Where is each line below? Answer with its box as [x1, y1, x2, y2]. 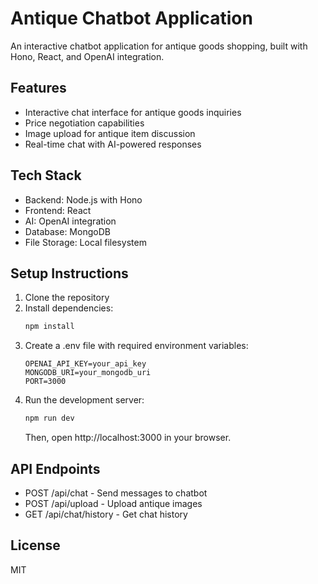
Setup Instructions [10, 265, 129, 282]
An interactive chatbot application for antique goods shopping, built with [10, 40, 308, 52]
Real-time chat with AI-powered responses [24, 138, 202, 150]
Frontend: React [24, 204, 92, 216]
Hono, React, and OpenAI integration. [10, 50, 165, 62]
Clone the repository [24, 292, 110, 304]
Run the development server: [24, 394, 145, 406]
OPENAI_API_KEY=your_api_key [24, 359, 147, 369]
